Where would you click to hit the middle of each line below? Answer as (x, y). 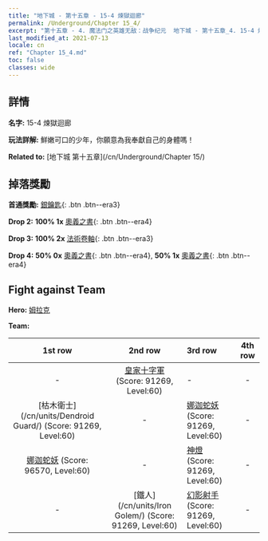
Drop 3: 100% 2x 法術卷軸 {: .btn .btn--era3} (81, 239)
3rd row (202, 350)
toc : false (26, 61)
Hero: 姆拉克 (29, 310)
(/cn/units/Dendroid (57, 416)
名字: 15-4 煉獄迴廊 (40, 122)
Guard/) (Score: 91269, (57, 426)
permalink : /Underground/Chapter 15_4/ (75, 23)
